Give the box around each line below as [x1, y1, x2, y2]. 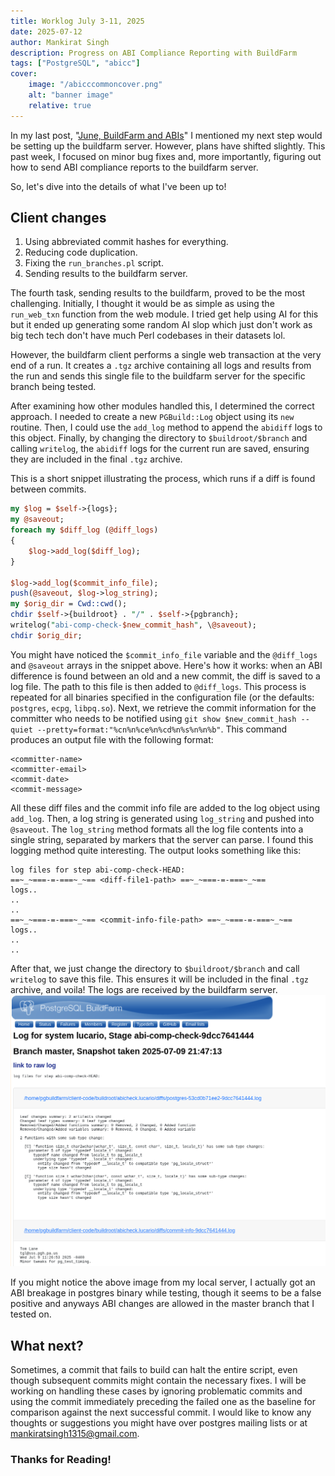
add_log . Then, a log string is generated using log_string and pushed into [10, 812, 315, 824]
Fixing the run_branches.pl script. [24, 257, 164, 269]
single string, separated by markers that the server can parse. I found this [10, 833, 314, 845]
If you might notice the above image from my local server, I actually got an [10, 1276, 316, 1289]
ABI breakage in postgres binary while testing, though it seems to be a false [10, 1287, 322, 1299]
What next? [10, 1337, 84, 1354]
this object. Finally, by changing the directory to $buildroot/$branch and [10, 432, 308, 444]
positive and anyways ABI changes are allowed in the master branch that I [10, 1298, 315, 1310]
